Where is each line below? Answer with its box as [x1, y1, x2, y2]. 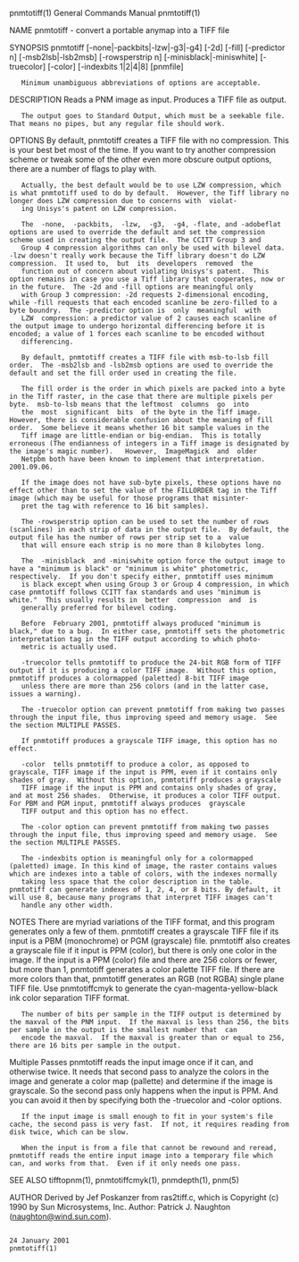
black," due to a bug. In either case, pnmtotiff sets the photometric [9, 627, 286, 636]
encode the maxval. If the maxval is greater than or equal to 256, [21, 1033, 286, 1042]
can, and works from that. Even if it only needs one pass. [9, 1159, 242, 1168]
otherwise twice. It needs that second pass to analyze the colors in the [9, 1066, 270, 1077]
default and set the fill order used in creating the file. [9, 368, 238, 377]
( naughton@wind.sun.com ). [9, 1211, 112, 1222]
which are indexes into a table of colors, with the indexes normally [9, 869, 278, 878]
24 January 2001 [9, 1236, 70, 1245]
